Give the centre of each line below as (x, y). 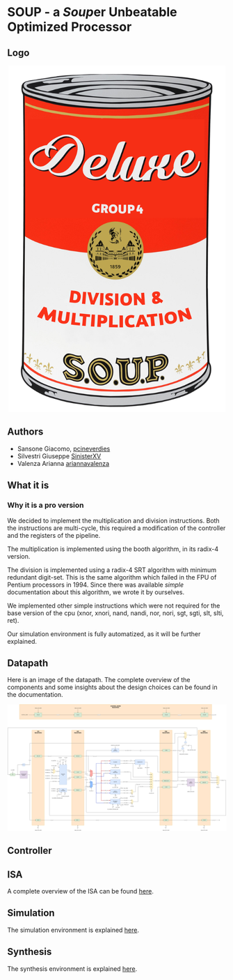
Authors (25, 432)
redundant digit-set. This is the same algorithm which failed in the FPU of (112, 577)
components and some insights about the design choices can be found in (112, 687)
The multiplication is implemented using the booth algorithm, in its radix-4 (113, 549)
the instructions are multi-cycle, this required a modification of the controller (116, 528)
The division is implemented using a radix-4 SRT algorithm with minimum (112, 570)
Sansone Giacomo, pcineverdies (64, 448)
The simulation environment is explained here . (73, 930)
